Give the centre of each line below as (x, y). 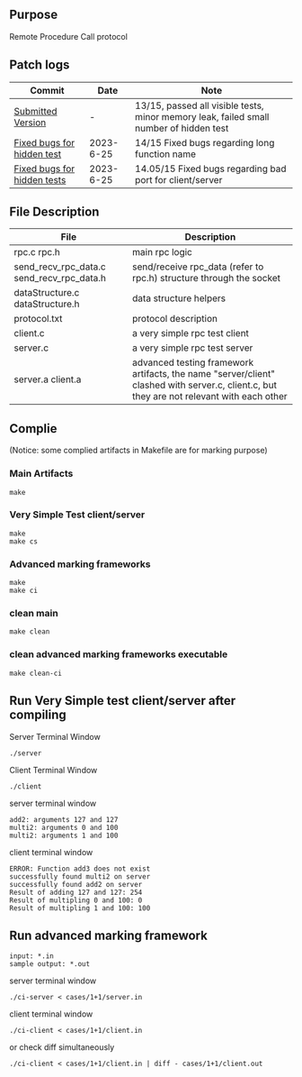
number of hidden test (182, 128)
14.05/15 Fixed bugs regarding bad (210, 169)
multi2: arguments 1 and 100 (64, 835)
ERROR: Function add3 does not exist (80, 869)
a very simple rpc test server (192, 348)
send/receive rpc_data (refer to (198, 267)
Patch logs (40, 65)
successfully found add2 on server (76, 884)
